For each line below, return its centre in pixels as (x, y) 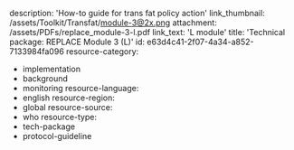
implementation (52, 69)
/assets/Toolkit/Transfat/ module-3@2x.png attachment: (113, 23)
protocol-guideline (57, 136)
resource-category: (103, 52)
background (45, 79)
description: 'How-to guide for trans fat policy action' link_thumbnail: (137, 13)
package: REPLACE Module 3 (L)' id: (77, 42)
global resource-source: (67, 107)
